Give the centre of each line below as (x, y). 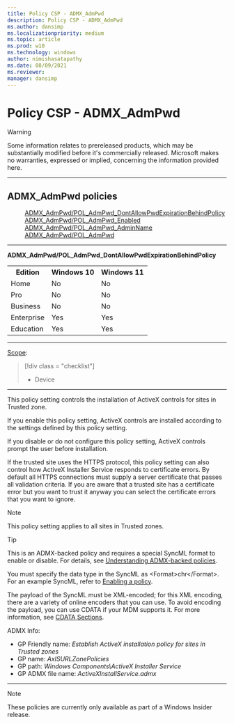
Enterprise (28, 317)
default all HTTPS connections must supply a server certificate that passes (115, 477)
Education (27, 329)
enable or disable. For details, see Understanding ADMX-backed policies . (112, 560)
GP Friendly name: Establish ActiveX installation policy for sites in (111, 644)
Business (25, 306)
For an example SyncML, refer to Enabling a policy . (80, 581)
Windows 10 (73, 272)
